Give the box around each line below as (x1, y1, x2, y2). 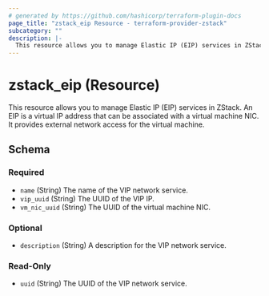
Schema (8, 143, 50, 156)
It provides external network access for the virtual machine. (8, 120, 205, 129)
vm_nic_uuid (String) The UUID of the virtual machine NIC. (19, 202, 211, 212)
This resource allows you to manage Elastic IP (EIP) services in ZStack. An (8, 103, 254, 112)
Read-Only (8, 260, 52, 271)
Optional (8, 222, 42, 233)
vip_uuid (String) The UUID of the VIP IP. (19, 193, 155, 203)
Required (8, 167, 45, 178)
